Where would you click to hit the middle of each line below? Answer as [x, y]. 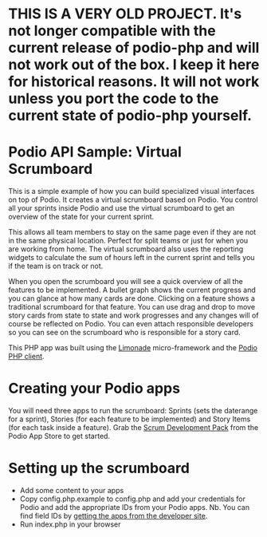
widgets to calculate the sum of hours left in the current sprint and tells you [132, 258]
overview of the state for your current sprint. [81, 217]
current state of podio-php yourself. [130, 116]
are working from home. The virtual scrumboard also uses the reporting [126, 249]
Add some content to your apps [72, 490]
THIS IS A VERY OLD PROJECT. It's [125, 14]
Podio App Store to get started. [59, 436]
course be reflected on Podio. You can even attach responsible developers [131, 324]
